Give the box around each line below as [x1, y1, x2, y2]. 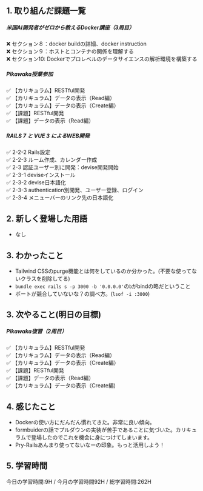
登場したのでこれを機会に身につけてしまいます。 [31, 434, 153, 441]
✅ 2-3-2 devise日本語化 [6, 179, 66, 186]
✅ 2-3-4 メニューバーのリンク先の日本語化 [6, 194, 114, 201]
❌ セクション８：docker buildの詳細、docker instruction [6, 40, 147, 47]
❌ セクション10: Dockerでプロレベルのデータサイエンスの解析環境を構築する [6, 55, 198, 62]
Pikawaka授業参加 [6, 70, 53, 78]
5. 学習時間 [6, 461, 47, 471]
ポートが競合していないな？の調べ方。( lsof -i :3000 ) [15, 290, 150, 297]
